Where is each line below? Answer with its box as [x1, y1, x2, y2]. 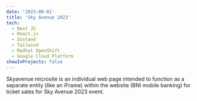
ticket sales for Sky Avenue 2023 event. [6, 88, 105, 95]
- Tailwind [11, 42, 39, 48]
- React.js [11, 31, 39, 37]
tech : [6, 20, 20, 26]
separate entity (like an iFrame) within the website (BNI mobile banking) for [6, 81, 191, 88]
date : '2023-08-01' [6, 8, 55, 15]
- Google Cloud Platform [11, 53, 74, 59]
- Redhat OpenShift [11, 48, 60, 54]
